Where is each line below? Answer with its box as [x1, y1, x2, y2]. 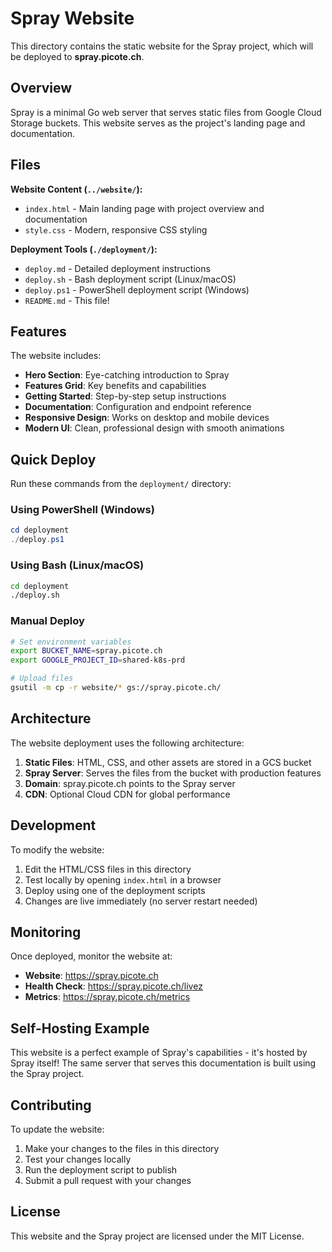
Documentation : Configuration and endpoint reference [24, 401, 252, 413]
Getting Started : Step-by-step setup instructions [24, 390, 227, 402]
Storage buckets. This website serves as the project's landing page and [10, 117, 306, 129]
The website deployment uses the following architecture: [10, 737, 245, 749]
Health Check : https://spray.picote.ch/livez [24, 980, 203, 992]
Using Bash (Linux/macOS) [10, 558, 145, 572]
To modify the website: [10, 843, 105, 856]
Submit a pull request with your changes [24, 1175, 192, 1187]
